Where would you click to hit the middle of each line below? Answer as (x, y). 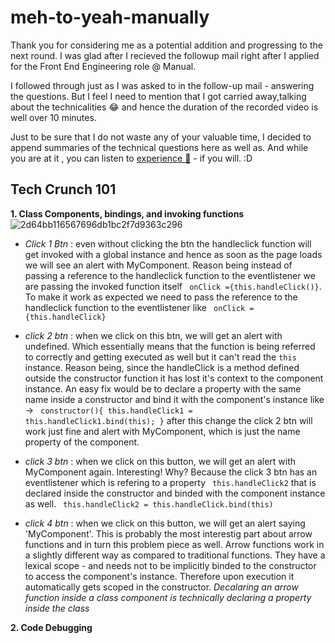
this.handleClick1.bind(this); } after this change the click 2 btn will (168, 420)
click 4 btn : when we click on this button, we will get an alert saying (165, 523)
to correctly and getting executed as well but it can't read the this (160, 357)
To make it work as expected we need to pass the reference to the (161, 297)
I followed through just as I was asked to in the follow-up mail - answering (162, 85)
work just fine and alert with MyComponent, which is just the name (162, 431)
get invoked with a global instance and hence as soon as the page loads (173, 254)
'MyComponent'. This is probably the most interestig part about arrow (168, 533)
